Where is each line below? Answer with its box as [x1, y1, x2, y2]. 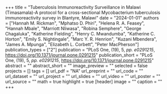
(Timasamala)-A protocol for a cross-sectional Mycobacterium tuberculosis [5, 9, 160, 15]
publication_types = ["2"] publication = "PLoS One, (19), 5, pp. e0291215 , [5, 47, 155, 52]
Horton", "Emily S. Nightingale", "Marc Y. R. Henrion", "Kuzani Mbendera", [5, 36, 157, 42]
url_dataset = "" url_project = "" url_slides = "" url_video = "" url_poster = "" [5, 73, 161, 79]
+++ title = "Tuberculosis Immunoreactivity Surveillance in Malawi [5, 4, 141, 10]
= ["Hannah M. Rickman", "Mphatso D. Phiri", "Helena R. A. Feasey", [5, 20, 145, 26]
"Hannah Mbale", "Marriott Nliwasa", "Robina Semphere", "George [5, 25, 141, 31]
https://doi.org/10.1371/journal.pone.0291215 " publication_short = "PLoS [5, 52, 153, 58]
